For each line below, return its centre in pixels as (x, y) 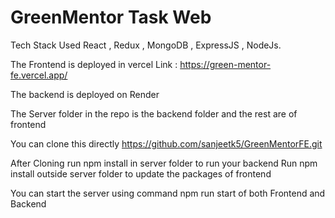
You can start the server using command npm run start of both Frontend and (168, 193)
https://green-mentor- (225, 64)
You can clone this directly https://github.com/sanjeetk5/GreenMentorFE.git (166, 143)
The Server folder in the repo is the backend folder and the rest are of (154, 113)
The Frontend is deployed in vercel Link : (94, 64)
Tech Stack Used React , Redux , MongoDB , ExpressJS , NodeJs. (146, 45)
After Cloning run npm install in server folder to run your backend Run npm (164, 163)
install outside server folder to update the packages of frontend (141, 173)
